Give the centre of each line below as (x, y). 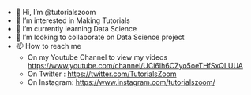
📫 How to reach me (48, 46)
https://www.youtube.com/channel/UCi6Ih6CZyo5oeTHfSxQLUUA (135, 66)
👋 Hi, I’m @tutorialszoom (56, 12)
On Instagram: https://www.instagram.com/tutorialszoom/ (121, 82)
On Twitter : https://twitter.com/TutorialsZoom (102, 74)
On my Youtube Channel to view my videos (97, 57)
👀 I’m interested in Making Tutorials (73, 20)
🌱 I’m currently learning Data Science (76, 29)
